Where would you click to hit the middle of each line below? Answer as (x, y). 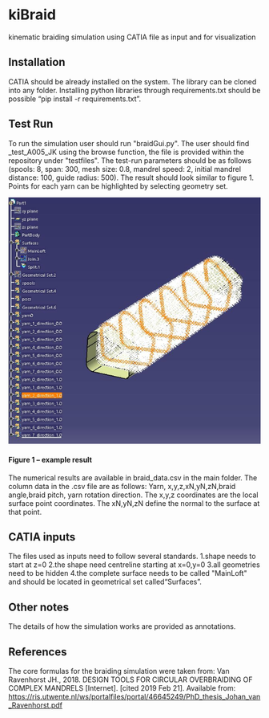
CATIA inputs (42, 537)
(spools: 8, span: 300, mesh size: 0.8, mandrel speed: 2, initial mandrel (125, 169)
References (38, 652)
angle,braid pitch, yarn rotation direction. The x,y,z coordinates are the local (133, 495)
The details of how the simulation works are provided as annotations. (122, 626)
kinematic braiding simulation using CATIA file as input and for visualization (132, 37)
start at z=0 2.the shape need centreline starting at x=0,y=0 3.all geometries (134, 565)
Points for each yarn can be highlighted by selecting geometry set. (118, 186)
